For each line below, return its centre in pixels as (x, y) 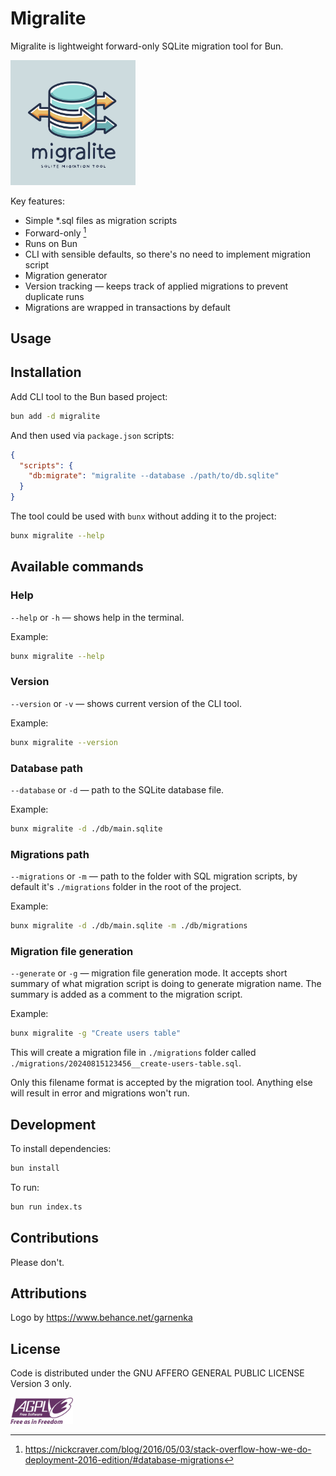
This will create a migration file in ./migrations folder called (133, 1053)
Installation (46, 372)
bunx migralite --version (64, 742)
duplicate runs (54, 296)
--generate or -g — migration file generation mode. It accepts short (149, 973)
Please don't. (37, 1262)
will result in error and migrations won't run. (100, 1093)
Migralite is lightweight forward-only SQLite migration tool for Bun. (147, 46)
